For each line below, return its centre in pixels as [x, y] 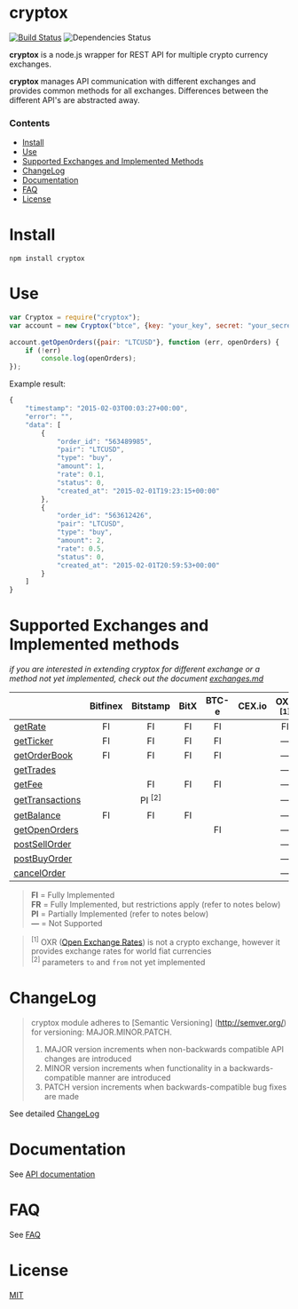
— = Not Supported [67, 923]
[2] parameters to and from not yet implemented [118, 961]
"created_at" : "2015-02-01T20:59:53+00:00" [138, 565]
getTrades [35, 770]
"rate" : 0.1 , [80, 475]
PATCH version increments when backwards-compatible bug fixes [165, 1087]
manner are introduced [129, 1077]
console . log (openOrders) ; [89, 359]
